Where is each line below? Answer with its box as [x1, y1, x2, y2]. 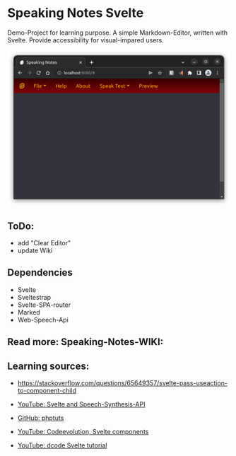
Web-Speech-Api [17, 315, 69, 324]
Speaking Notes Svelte [7, 5, 144, 21]
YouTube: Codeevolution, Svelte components [17, 428, 149, 435]
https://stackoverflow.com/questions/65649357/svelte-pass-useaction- [17, 379, 228, 387]
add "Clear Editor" [17, 238, 71, 247]
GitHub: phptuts [17, 414, 64, 422]
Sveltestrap [17, 293, 52, 301]
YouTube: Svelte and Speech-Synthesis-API [17, 400, 146, 408]
